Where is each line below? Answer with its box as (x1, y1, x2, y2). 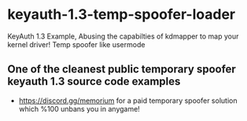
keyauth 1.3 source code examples (7, 75, 181, 88)
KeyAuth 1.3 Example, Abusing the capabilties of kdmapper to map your (7, 31, 239, 41)
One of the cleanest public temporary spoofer (7, 63, 237, 76)
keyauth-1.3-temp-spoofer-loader (7, 5, 236, 24)
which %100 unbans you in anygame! (18, 104, 141, 113)
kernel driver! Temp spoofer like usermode (7, 39, 146, 49)
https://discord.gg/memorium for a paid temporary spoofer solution (18, 96, 238, 105)
